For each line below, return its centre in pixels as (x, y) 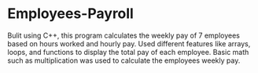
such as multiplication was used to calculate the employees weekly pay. (124, 60)
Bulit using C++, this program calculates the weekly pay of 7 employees (124, 35)
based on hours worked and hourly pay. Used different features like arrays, (129, 43)
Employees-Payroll (71, 14)
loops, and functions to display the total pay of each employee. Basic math (128, 52)
